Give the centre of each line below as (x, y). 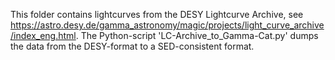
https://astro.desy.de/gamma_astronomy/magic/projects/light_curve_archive (167, 25)
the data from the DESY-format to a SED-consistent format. (132, 46)
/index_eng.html (43, 35)
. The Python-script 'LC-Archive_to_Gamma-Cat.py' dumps (197, 35)
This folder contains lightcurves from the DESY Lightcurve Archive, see (157, 14)
